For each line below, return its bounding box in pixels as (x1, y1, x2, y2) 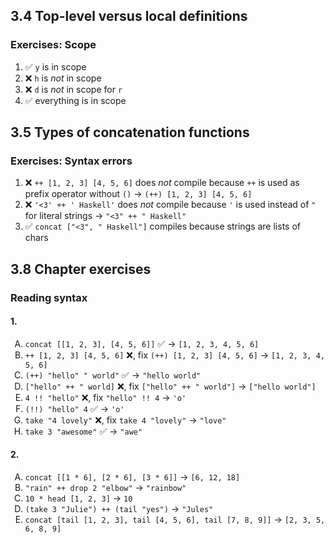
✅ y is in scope (24, 60, 87, 73)
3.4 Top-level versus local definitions (10, 8, 248, 25)
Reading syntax (10, 290, 88, 304)
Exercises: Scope (10, 38, 97, 52)
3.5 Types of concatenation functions (10, 124, 250, 141)
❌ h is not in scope (24, 72, 102, 84)
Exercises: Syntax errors (10, 154, 133, 168)
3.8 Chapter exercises (10, 260, 152, 278)
